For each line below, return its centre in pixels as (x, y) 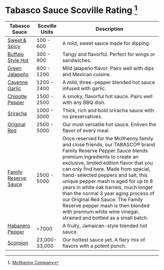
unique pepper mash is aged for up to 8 (108, 181)
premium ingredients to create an (101, 157)
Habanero (19, 226)
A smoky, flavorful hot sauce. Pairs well (108, 97)
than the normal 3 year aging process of (109, 193)
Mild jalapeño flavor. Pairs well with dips (108, 68)
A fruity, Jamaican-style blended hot (105, 226)
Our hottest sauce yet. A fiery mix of (104, 240)
